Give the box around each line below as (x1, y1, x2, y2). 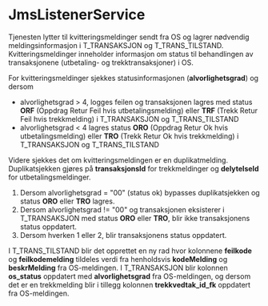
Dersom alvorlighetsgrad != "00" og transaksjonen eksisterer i (19, 204, 225, 214)
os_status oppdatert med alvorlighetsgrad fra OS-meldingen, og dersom (8, 271, 251, 281)
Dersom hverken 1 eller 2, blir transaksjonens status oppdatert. (19, 230, 227, 240)
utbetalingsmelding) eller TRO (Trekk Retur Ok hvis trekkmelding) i (19, 131, 239, 141)
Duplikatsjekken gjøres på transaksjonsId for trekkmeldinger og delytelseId (8, 163, 259, 173)
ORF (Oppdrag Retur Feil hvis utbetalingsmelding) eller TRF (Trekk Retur (19, 106, 258, 115)
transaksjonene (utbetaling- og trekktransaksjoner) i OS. (8, 58, 194, 67)
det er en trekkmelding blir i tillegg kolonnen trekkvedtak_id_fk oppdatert (8, 280, 250, 289)
